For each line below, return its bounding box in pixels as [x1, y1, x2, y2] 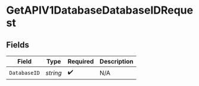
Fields [6, 40, 30, 50]
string [45, 69, 62, 77]
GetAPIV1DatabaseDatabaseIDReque [6, 4, 194, 17]
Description [99, 58, 134, 65]
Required [67, 58, 94, 65]
